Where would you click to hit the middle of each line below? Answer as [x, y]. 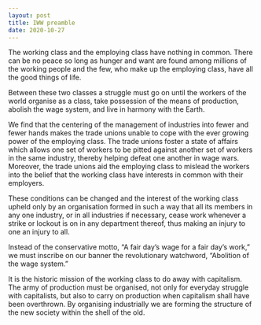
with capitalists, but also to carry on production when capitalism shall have [129, 296]
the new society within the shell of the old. [77, 312]
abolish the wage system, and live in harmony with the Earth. [107, 109]
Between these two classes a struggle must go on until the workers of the [127, 93]
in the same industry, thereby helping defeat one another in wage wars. [124, 158]
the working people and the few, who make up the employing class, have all [131, 69]
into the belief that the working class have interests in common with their [126, 175]
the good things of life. [45, 78]
